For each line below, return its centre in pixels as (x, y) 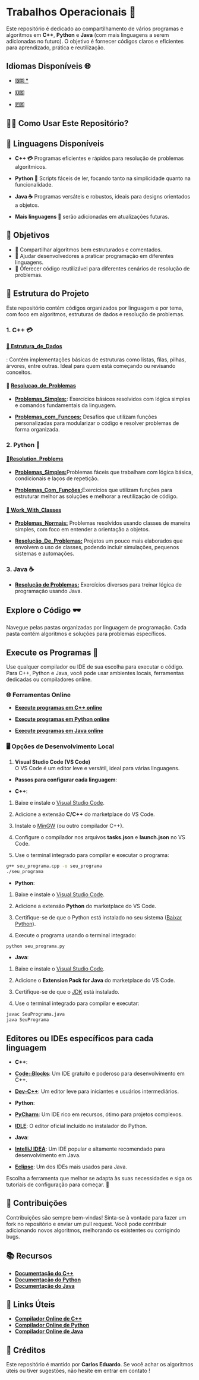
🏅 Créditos (26, 1350)
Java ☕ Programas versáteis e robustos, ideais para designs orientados (102, 196)
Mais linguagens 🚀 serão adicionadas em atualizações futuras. (92, 216)
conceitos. (19, 372)
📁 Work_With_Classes (34, 510)
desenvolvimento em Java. (48, 1155)
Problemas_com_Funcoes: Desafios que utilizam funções (86, 417)
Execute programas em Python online (62, 719)
